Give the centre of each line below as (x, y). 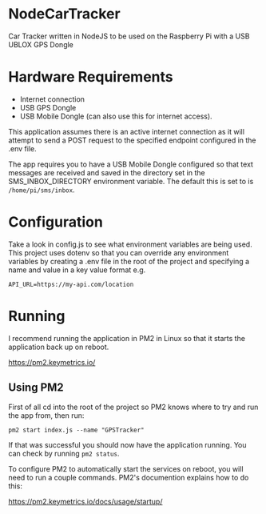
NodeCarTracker (65, 14)
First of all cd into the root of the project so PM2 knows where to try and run (133, 407)
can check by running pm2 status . (64, 453)
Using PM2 (36, 388)
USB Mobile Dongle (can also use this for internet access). (116, 116)
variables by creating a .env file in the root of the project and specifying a (129, 261)
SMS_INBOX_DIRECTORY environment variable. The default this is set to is (131, 181)
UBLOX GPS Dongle (41, 44)
